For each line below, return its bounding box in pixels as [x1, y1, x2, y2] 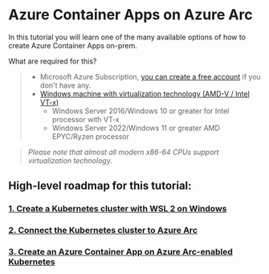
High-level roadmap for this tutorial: [8, 179, 192, 193]
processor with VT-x [51, 114, 120, 124]
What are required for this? [8, 56, 97, 66]
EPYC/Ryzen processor [51, 131, 130, 141]
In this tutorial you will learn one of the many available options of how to [8, 32, 247, 42]
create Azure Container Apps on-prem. [8, 40, 138, 50]
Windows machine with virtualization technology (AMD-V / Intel [39, 88, 251, 98]
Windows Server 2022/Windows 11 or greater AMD [51, 123, 221, 133]
